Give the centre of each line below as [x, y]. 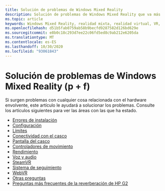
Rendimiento [25, 152]
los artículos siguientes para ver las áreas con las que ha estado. [71, 111]
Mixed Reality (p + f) [48, 86]
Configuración [27, 126]
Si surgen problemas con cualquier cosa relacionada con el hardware [76, 100]
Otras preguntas [29, 178]
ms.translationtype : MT [30, 38]
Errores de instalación [35, 120]
